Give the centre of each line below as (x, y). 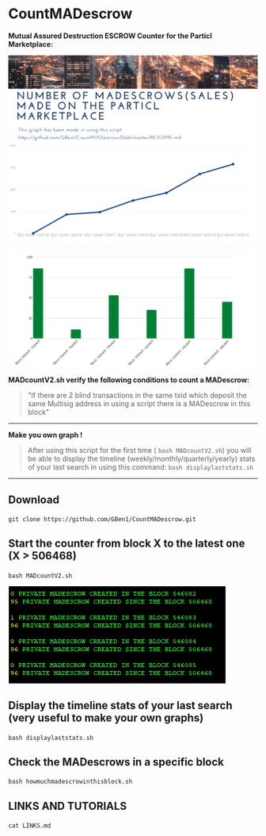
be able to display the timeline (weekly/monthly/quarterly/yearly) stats (141, 459)
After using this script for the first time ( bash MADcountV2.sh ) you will (139, 451)
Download (34, 499)
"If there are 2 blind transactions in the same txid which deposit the (137, 395)
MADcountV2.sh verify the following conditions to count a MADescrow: (129, 380)
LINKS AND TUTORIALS (68, 806)
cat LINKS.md (30, 826)
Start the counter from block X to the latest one (127, 544)
